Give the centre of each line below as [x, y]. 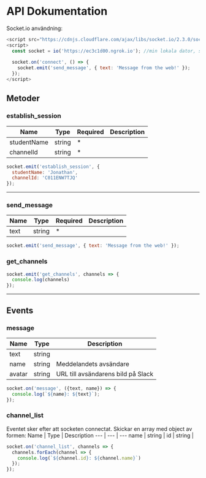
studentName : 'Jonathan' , [45, 172]
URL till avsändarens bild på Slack [105, 374]
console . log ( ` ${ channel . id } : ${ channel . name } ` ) [79, 458]
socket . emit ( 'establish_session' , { [53, 167]
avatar [18, 374]
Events [20, 310]
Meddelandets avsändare [93, 364]
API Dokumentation [57, 11]
